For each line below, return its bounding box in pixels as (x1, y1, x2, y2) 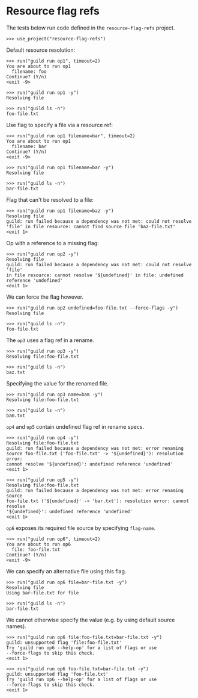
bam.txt (6, 413, 26, 419)
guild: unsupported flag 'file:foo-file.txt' (6, 640, 122, 646)
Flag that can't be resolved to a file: (6, 196, 94, 203)
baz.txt (6, 369, 26, 375)
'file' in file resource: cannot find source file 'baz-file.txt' (6, 223, 176, 229)
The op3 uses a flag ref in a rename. (6, 336, 95, 344)
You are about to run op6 (6, 541, 71, 547)
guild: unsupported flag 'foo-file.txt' (6, 671, 109, 677)
